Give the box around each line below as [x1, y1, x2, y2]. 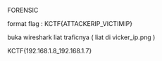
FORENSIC [7, 6, 39, 14]
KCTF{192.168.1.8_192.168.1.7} [7, 47, 92, 55]
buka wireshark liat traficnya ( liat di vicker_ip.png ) [7, 33, 156, 41]
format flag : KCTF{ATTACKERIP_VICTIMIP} [7, 20, 132, 27]
